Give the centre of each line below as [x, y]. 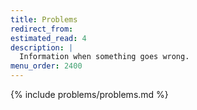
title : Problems [44, 19]
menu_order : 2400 [46, 66]
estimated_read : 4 [48, 38]
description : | [42, 47]
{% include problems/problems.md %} [89, 94]
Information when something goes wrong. [104, 57]
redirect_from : [42, 29]
